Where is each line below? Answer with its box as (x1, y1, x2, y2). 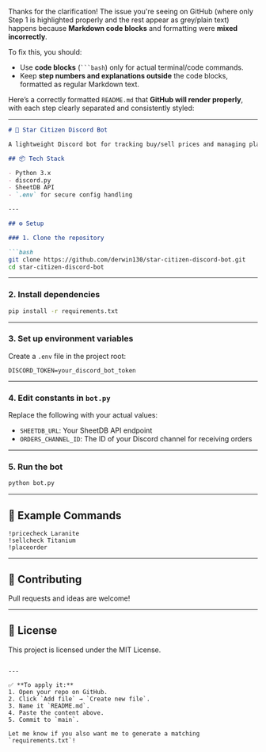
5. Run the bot (8, 461, 63, 472)
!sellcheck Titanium (8, 536, 77, 545)
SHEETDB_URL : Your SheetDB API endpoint (19, 426, 153, 435)
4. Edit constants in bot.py (8, 392, 111, 403)
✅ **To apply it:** (8, 681, 74, 689)
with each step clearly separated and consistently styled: (8, 103, 195, 113)
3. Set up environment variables (8, 333, 134, 344)
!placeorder (8, 544, 47, 552)
